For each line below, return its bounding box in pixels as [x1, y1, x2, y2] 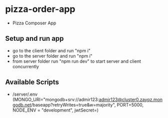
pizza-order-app [5, 3, 75, 15]
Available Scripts [5, 78, 59, 87]
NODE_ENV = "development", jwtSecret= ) [12, 107, 99, 113]
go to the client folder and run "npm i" [12, 47, 91, 53]
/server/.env [12, 91, 38, 97]
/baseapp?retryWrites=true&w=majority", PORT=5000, [30, 102, 144, 108]
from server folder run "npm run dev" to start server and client [12, 58, 141, 64]
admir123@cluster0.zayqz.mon [98, 96, 163, 103]
